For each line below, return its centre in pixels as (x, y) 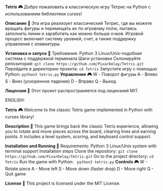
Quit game (15, 174)
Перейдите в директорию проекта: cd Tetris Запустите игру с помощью (81, 69)
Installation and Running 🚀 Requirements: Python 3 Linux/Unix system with (81, 146)
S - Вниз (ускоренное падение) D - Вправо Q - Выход (61, 81)
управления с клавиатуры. (33, 44)
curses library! (20, 117)
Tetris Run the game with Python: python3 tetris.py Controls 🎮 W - (76, 162)
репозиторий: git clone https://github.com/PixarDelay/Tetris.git (74, 64)
